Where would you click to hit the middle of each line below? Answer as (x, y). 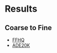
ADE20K (21, 45)
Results (21, 9)
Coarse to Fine (28, 28)
